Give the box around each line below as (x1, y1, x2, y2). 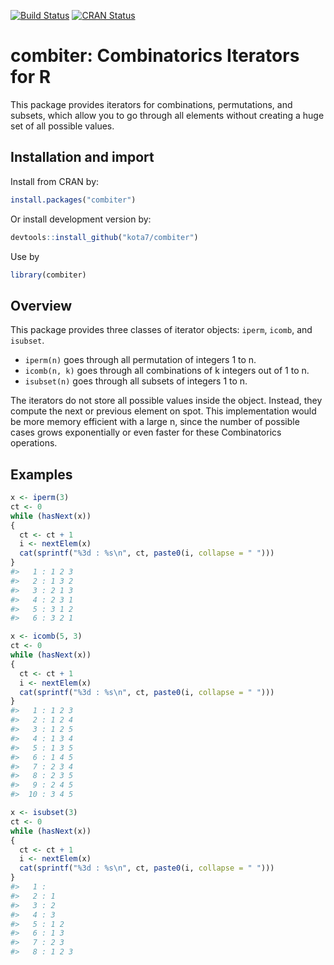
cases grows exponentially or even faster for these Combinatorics (10, 426, 282, 439)
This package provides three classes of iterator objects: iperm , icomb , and (10, 324, 313, 336)
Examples (10, 466, 73, 483)
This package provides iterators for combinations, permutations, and (10, 98, 293, 110)
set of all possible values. (10, 120, 115, 132)
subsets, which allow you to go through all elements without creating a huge (10, 109, 325, 121)
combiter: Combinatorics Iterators (10, 45, 300, 67)
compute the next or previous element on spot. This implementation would (10, 405, 317, 417)
